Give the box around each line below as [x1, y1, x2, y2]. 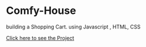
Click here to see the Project [6, 34, 75, 41]
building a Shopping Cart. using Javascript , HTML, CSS [6, 23, 141, 30]
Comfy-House [6, 4, 77, 17]
